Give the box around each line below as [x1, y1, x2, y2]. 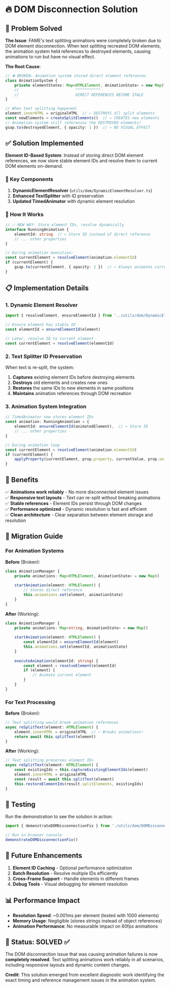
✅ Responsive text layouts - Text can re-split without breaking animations [5, 495, 161, 501]
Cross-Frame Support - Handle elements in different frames [12, 875, 139, 881]
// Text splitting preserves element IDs [5, 758, 94, 763]
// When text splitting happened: [5, 106, 78, 111]
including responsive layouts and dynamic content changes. [5, 962, 131, 968]
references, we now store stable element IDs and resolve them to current [5, 158, 158, 164]
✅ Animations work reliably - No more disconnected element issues [5, 489, 149, 495]
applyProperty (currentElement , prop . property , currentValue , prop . [14, 456, 159, 462]
